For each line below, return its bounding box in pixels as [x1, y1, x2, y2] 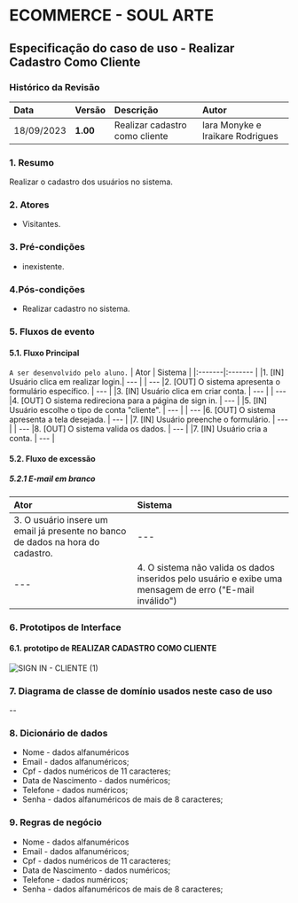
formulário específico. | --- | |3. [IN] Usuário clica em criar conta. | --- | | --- [9, 386, 286, 397]
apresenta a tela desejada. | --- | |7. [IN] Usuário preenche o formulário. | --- [9, 414, 288, 425]
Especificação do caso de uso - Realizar [9, 41, 235, 56]
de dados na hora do [13, 535, 100, 548]
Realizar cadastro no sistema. [21, 303, 130, 315]
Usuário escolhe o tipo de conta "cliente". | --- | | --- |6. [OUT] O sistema [9, 405, 277, 416]
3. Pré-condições [9, 241, 86, 253]
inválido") [137, 595, 177, 607]
